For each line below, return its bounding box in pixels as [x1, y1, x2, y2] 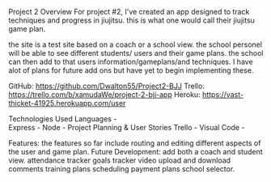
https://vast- [201, 90, 244, 99]
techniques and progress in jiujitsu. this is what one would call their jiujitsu [8, 15, 255, 25]
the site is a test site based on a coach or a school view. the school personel [8, 40, 263, 49]
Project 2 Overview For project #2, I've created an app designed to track [8, 7, 250, 16]
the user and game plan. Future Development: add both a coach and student [8, 147, 263, 156]
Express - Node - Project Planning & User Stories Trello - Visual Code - [8, 123, 245, 132]
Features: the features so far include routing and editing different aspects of [8, 138, 261, 148]
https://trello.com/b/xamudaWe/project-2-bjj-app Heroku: [8, 90, 201, 99]
